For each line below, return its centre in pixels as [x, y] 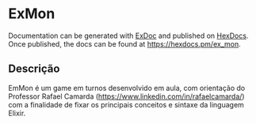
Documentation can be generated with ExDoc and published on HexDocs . [128, 36]
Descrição [34, 69]
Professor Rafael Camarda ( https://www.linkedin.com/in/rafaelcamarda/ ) [126, 96]
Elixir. [17, 113]
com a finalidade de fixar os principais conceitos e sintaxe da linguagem [126, 104]
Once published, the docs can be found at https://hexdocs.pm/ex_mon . [124, 43]
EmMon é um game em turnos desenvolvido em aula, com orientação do [127, 88]
